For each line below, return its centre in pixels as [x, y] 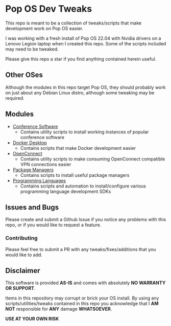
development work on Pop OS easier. [44, 28]
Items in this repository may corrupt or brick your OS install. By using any [82, 298]
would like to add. [24, 255]
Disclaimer [23, 271]
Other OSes [24, 75]
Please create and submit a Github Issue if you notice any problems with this [86, 220]
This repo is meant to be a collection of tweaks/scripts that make [74, 23]
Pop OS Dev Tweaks [49, 9]
